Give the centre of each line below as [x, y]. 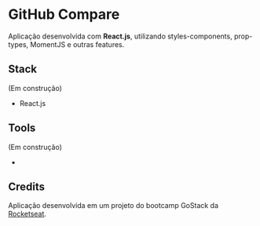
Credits [27, 186]
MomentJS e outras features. [77, 44]
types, [18, 44]
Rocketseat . [27, 214]
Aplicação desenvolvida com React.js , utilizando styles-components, [121, 36]
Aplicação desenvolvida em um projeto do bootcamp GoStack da [113, 206]
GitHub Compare [64, 15]
